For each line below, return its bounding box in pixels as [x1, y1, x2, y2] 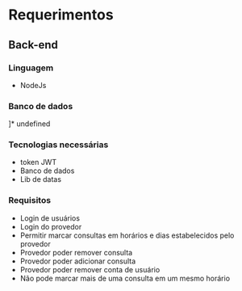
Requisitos [8, 195, 51, 206]
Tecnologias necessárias [8, 139, 109, 150]
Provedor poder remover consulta [19, 247, 133, 257]
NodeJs [19, 80, 47, 90]
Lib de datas [19, 175, 62, 184]
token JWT [19, 158, 57, 167]
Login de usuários [19, 213, 81, 223]
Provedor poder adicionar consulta [19, 256, 136, 266]
